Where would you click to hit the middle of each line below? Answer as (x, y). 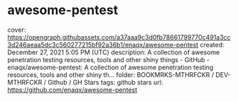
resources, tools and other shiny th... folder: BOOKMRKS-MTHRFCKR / (111, 75)
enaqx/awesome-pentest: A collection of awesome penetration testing (110, 67)
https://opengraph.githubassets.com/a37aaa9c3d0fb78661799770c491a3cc (119, 37)
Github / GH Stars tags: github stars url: (105, 82)
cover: (17, 30)
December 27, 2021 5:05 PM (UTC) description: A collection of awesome (114, 52)
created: (212, 44)
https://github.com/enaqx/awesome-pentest (72, 90)
